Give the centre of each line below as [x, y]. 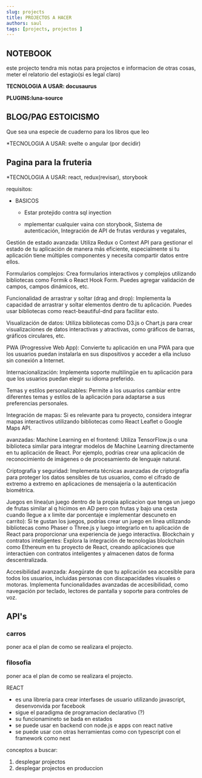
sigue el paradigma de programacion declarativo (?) [80, 712]
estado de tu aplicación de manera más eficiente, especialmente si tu [93, 249]
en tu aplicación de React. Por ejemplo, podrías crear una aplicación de [96, 452]
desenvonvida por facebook [50, 706]
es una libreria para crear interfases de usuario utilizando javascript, [100, 699]
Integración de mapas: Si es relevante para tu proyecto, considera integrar [99, 415]
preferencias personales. [37, 403]
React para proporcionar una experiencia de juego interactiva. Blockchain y [100, 534]
